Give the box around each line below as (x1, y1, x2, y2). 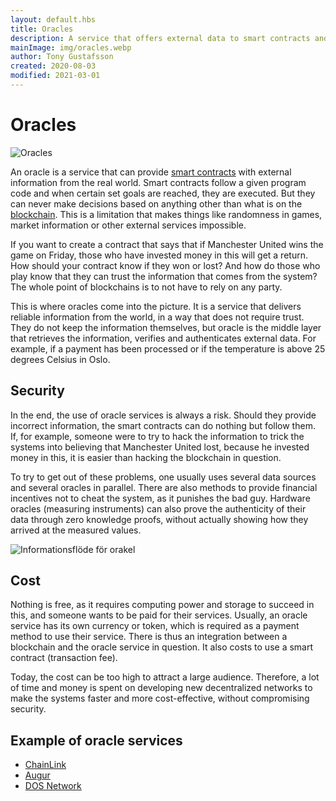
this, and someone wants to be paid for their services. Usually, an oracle (10, 609, 308, 621)
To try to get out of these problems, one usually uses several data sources (10, 471, 317, 483)
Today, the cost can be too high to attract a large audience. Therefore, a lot (10, 671, 320, 683)
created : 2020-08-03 (10, 61, 97, 71)
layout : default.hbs (10, 14, 97, 25)
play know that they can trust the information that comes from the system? (10, 270, 318, 282)
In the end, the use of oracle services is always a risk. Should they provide (10, 409, 317, 421)
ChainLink (24, 759, 67, 771)
